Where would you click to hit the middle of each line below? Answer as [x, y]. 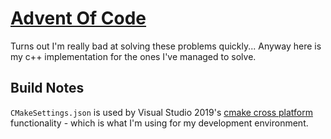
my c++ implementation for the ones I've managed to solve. [133, 56]
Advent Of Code [78, 18]
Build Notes [47, 88]
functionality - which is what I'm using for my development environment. [159, 123]
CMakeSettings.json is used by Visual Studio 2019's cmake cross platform [162, 112]
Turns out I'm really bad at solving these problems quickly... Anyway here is [166, 46]
